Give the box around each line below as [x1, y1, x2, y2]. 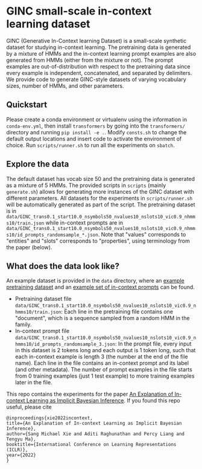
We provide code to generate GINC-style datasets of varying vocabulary [6, 76, 187, 83]
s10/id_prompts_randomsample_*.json [6, 232, 98, 238]
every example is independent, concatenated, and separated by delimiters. [6, 69, 192, 76]
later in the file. [14, 379, 52, 386]
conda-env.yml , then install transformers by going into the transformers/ [6, 122, 186, 130]
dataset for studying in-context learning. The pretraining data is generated [6, 44, 191, 51]
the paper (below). [6, 243, 52, 251]
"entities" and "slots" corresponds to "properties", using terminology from [6, 237, 190, 244]
